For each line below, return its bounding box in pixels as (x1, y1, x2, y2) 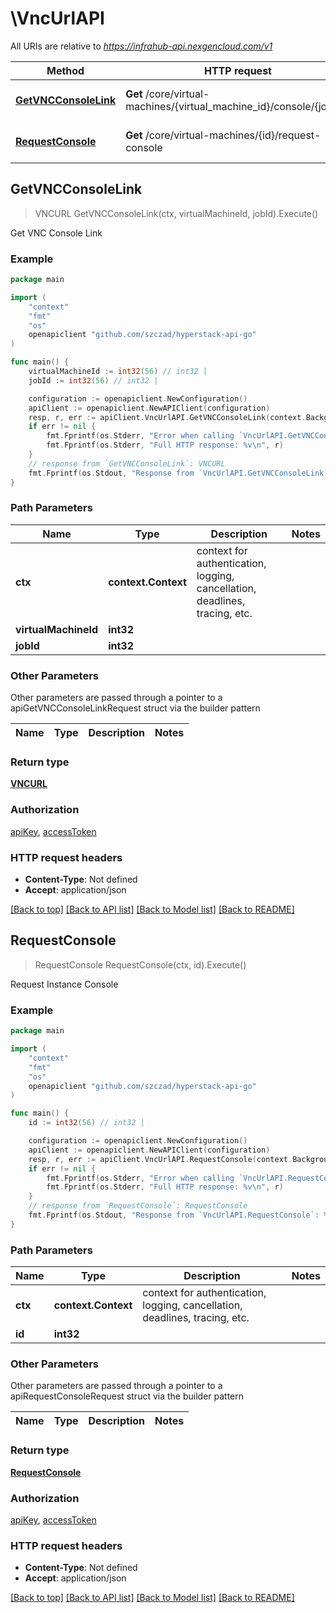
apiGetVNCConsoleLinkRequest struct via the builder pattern (10, 702, 261, 714)
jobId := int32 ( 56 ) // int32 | (28, 375, 159, 386)
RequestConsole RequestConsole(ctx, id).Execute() (34, 958, 247, 971)
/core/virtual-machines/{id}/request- (144, 128, 322, 142)
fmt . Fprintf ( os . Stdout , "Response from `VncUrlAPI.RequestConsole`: (28, 1210, 320, 1221)
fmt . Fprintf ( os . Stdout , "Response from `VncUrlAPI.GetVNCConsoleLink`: (28, 468, 333, 478)
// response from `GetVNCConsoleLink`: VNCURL (28, 458, 226, 469)
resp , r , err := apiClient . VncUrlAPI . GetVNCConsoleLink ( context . (28, 412, 307, 422)
